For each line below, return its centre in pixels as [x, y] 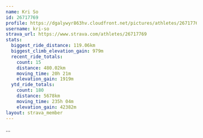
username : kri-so [28, 29]
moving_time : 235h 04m [45, 101]
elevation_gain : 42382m [47, 107]
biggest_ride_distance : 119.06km [53, 46]
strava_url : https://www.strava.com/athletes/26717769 [76, 34]
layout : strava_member [34, 113]
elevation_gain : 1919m [45, 79]
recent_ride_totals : [37, 57]
